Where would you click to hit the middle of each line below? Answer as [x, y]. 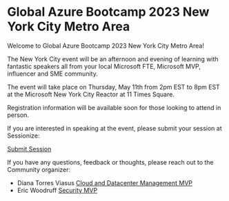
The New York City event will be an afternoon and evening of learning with [113, 59]
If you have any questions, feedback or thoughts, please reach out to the [110, 162]
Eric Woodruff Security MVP [57, 190]
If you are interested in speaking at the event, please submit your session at [114, 128]
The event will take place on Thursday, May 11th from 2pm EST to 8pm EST [114, 87]
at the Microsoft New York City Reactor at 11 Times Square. [91, 94]
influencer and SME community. [52, 74]
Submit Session [29, 149]
